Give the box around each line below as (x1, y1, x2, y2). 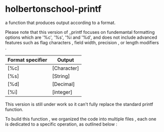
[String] (52, 73, 70, 79)
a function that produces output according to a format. (5, 20, 116, 26)
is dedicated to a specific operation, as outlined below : (5, 121, 117, 127)
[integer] (52, 88, 73, 95)
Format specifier (7, 56, 48, 63)
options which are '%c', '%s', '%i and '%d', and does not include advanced (5, 34, 158, 40)
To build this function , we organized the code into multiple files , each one (5, 116, 157, 122)
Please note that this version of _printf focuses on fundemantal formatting (5, 29, 155, 35)
